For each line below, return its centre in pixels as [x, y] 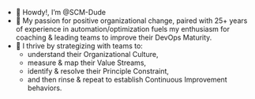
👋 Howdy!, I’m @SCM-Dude [61, 12]
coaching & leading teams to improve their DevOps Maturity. [114, 37]
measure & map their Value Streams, [87, 63]
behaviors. [45, 88]
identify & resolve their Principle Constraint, [98, 71]
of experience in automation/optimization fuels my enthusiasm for [123, 29]
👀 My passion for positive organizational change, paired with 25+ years [131, 21]
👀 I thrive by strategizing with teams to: [79, 46]
